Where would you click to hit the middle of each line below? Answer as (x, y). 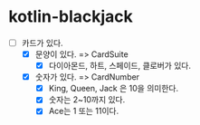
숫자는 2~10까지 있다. (87, 100)
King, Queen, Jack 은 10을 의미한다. (113, 89)
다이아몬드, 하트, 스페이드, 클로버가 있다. (120, 66)
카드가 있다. (43, 43)
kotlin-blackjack (71, 17)
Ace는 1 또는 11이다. (84, 111)
